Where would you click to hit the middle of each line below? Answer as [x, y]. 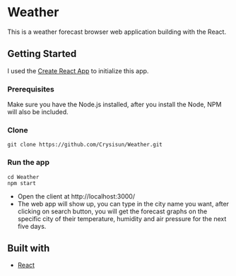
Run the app [28, 163]
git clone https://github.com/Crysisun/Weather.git [85, 145]
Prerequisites [31, 89]
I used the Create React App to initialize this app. [78, 70]
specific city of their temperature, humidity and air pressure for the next [122, 218]
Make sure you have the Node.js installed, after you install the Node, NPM [114, 105]
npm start [22, 183]
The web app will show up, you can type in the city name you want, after [123, 203]
